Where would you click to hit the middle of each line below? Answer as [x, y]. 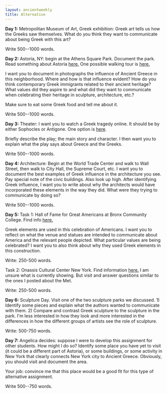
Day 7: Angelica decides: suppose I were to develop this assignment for [79, 340]
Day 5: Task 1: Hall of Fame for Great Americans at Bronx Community [76, 214]
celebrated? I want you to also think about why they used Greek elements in [83, 245]
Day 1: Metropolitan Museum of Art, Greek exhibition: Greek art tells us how [83, 28]
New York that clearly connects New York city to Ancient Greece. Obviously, [83, 356]
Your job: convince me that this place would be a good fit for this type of [79, 371]
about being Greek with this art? [38, 39]
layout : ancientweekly [29, 10]
